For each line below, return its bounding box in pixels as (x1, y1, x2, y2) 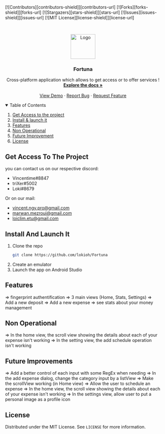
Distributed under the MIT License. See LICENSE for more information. (5, 424, 146, 430)
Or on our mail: (5, 195, 36, 201)
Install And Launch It (5, 230, 70, 238)
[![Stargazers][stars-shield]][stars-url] (42, 9, 120, 15)
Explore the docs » (63, 82, 103, 88)
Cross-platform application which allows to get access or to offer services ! (6, 77, 160, 83)
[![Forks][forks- (117, 4, 148, 10)
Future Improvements (5, 357, 73, 365)
